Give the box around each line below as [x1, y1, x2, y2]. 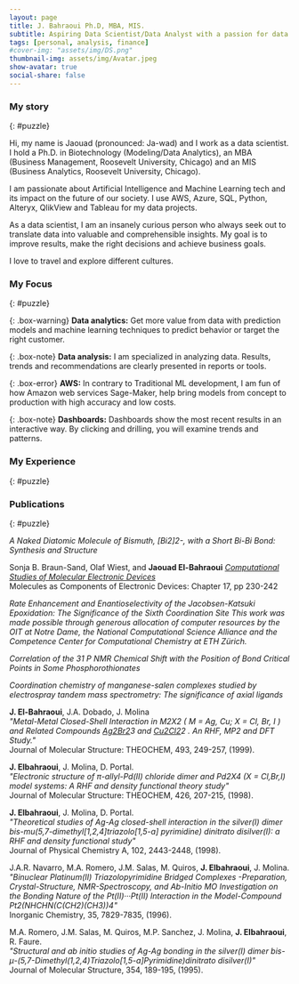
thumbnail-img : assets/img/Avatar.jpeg [9, 54, 158, 63]
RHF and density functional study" [9, 835, 136, 846]
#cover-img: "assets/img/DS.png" [9, 46, 133, 55]
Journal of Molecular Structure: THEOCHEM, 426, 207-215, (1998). [9, 789, 254, 801]
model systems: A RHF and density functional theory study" [9, 780, 230, 791]
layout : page [9, 12, 58, 22]
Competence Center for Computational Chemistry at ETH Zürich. [9, 635, 247, 646]
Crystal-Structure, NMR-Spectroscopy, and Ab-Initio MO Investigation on [9, 881, 279, 891]
